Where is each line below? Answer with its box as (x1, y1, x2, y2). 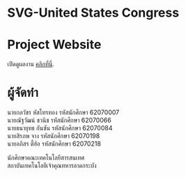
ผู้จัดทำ (7, 85, 38, 100)
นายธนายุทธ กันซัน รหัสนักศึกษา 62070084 (7, 124, 113, 132)
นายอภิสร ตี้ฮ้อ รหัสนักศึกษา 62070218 (7, 139, 101, 148)
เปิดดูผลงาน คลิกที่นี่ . (7, 60, 54, 68)
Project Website (7, 37, 102, 53)
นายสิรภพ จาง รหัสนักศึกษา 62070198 (7, 132, 100, 140)
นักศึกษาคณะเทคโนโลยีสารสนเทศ (7, 153, 85, 162)
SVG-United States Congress (7, 5, 180, 21)
